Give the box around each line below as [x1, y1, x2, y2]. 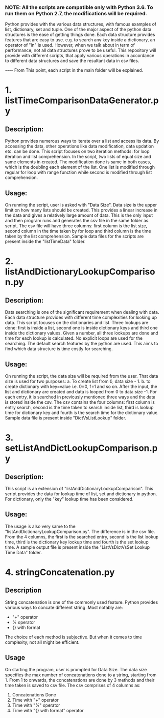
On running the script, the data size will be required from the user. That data [5, 373, 158, 379]
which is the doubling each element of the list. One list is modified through [5, 164, 155, 170]
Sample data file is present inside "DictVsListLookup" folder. [5, 415, 126, 420]
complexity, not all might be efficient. [5, 639, 80, 645]
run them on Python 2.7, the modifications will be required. [5, 10, 147, 17]
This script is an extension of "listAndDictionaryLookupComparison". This [5, 485, 153, 491]
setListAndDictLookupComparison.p [5, 443, 158, 454]
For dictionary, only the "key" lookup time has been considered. [5, 496, 134, 502]
